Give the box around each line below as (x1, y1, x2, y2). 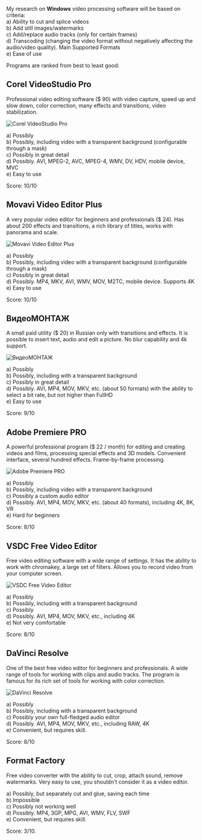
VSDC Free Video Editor (6, 541, 98, 551)
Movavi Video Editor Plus (6, 200, 103, 210)
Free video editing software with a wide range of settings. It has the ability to (6, 557, 197, 565)
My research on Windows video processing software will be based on (6, 5, 181, 12)
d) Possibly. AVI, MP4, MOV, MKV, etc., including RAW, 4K (6, 720, 150, 727)
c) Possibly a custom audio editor (6, 493, 89, 500)
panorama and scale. (6, 228, 59, 235)
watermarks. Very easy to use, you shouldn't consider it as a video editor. (6, 778, 189, 786)
